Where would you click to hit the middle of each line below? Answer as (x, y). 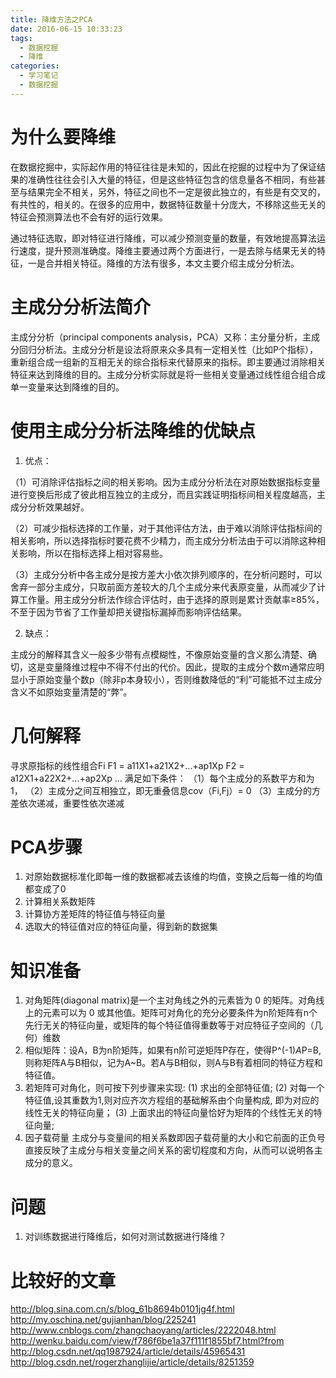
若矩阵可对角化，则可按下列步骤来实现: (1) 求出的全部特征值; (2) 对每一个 (174, 1088)
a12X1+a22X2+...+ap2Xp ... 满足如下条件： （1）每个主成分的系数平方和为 (162, 778)
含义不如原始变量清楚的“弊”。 (71, 692)
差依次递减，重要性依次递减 (67, 803)
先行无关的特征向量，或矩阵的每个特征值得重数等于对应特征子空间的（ (169, 1025)
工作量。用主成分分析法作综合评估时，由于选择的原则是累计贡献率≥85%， (171, 599)
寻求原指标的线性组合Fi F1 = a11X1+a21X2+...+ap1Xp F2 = (127, 765)
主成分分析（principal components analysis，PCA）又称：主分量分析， (156, 337)
